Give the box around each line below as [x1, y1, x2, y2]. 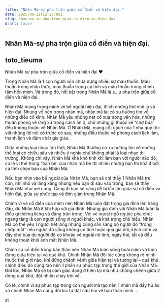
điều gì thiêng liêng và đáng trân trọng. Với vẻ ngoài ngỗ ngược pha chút [5, 211, 152, 217]
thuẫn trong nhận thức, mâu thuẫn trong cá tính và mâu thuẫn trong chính [5, 84, 154, 90]
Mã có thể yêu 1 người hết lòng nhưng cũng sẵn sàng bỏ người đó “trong [5, 221, 152, 227]
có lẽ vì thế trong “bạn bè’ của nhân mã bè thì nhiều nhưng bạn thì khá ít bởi [5, 161, 159, 167]
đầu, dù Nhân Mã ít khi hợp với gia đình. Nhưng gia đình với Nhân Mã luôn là [5, 205, 160, 212]
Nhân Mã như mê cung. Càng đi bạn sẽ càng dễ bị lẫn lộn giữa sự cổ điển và [5, 186, 161, 192]
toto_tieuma [5, 56, 43, 65]
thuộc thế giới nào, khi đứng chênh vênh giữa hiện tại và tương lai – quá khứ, [5, 257, 160, 263]
